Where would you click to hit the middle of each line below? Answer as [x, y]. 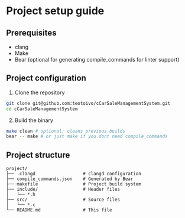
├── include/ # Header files [63, 190]
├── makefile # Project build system [74, 184]
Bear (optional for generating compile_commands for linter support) [97, 60]
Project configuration [46, 78]
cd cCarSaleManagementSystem [42, 109]
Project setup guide [55, 11]
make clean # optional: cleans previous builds [66, 131]
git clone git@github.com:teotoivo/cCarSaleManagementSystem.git [88, 103]
